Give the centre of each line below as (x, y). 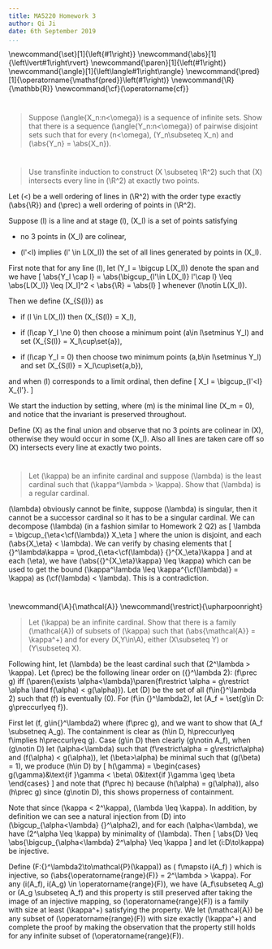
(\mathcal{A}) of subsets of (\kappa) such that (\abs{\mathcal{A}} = (142, 631)
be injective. (29, 851)
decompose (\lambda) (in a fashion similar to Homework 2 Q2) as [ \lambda (135, 526)
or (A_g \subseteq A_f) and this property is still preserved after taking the (131, 893)
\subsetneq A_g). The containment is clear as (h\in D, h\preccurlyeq (121, 732)
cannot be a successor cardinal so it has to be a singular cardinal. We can (132, 517)
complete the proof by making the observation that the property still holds (132, 927)
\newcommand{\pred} (222, 72)
